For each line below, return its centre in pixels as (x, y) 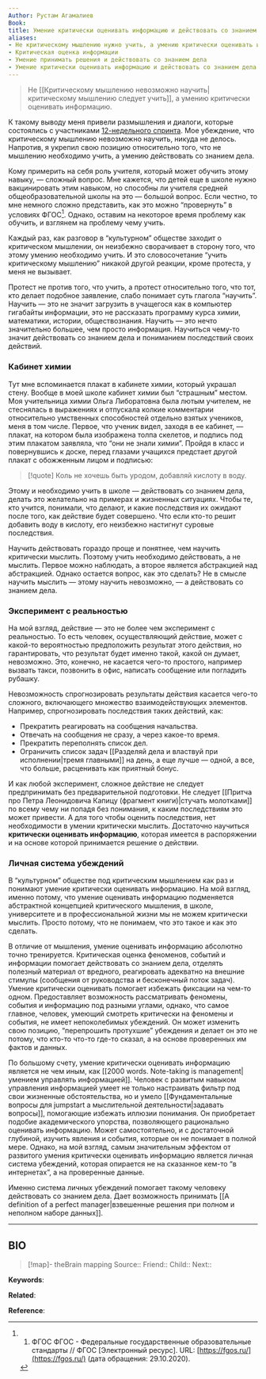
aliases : (23, 38)
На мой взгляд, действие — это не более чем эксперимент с (112, 628)
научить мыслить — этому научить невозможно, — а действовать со (126, 582)
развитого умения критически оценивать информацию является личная (131, 1155)
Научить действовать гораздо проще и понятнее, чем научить (114, 548)
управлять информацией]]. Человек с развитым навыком (139, 1080)
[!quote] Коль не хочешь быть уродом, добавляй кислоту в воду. (137, 475)
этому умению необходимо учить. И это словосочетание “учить (118, 255)
